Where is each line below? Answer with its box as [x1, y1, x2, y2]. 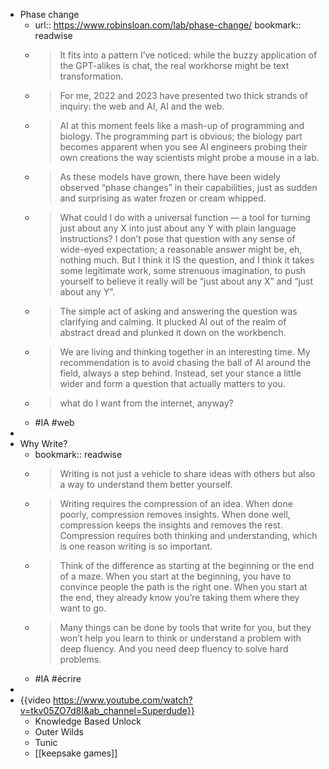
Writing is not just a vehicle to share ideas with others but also [59, 468, 316, 479]
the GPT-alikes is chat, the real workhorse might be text [59, 60, 290, 71]
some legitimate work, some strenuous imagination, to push [59, 265, 306, 276]
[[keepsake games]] [34, 747, 118, 759]
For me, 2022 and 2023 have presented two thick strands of [59, 90, 308, 101]
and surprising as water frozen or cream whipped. [59, 192, 267, 204]
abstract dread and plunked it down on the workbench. [59, 327, 287, 338]
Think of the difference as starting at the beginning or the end [59, 560, 315, 571]
